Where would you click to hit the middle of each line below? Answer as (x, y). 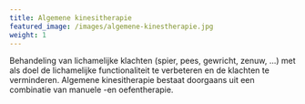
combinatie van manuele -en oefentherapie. (91, 90)
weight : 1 (28, 35)
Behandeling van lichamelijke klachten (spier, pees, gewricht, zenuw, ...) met (152, 61)
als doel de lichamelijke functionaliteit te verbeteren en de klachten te (140, 70)
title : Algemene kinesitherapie (71, 18)
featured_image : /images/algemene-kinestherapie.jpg (112, 26)
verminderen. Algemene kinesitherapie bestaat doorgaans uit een (132, 80)
